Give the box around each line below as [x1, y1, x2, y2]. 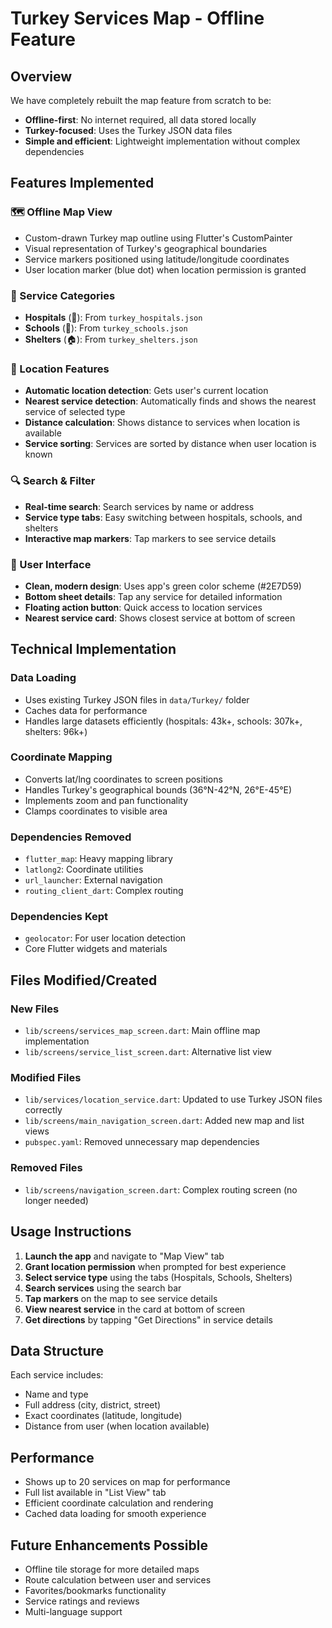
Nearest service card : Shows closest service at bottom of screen [24, 612, 296, 624]
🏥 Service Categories [10, 288, 116, 302]
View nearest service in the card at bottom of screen [24, 1303, 246, 1315]
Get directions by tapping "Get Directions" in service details [24, 1313, 273, 1326]
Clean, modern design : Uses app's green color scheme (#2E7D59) [24, 580, 302, 592]
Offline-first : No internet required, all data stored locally [24, 114, 257, 126]
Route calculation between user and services [24, 1573, 212, 1586]
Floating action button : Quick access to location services [24, 601, 263, 613]
